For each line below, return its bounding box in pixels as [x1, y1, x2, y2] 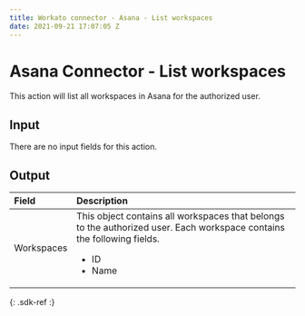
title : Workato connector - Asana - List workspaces [9, 13, 213, 23]
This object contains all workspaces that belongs [75, 210, 285, 222]
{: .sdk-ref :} [9, 297, 55, 308]
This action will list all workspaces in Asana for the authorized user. [9, 91, 261, 102]
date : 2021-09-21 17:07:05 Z [9, 22, 120, 31]
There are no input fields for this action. [9, 142, 157, 153]
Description [75, 194, 129, 207]
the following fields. [75, 232, 161, 245]
